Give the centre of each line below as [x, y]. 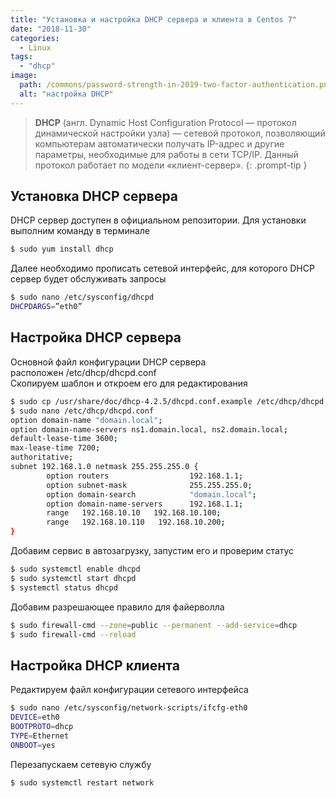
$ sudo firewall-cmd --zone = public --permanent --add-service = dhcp [154, 625]
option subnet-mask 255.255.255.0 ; [149, 485]
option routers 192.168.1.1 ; [145, 476]
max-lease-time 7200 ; [55, 448]
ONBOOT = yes [33, 745]
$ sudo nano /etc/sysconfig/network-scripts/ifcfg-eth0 [129, 708]
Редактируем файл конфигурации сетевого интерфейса [129, 690]
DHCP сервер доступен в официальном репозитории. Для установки [158, 220]
